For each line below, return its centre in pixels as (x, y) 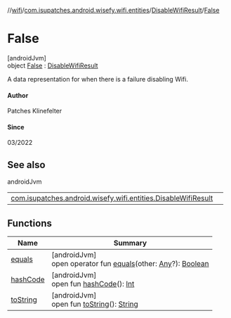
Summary (130, 243)
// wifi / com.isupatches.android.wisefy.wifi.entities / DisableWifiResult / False (113, 10)
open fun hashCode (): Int (93, 284)
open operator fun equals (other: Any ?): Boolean (130, 263)
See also (26, 165)
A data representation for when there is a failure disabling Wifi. (98, 79)
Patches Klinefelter (35, 111)
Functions (30, 223)
